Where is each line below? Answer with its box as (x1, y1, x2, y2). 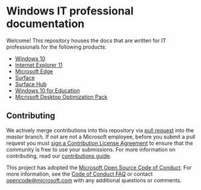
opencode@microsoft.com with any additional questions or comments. (6, 176, 182, 184)
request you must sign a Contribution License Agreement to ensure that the (6, 139, 194, 147)
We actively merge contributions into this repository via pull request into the (6, 126, 194, 133)
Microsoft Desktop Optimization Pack (14, 93, 108, 100)
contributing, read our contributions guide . (6, 152, 112, 159)
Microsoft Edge (14, 67, 54, 75)
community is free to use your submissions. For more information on (6, 146, 176, 153)
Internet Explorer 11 (14, 61, 63, 69)
